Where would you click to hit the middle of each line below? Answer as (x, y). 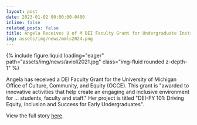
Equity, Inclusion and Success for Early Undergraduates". (75, 104)
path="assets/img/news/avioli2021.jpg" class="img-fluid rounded (85, 62)
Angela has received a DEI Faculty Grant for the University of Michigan (91, 79)
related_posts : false (33, 28)
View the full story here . (35, 116)
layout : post (22, 11)
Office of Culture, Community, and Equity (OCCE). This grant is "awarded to (98, 85)
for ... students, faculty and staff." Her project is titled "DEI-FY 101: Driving (95, 98)
